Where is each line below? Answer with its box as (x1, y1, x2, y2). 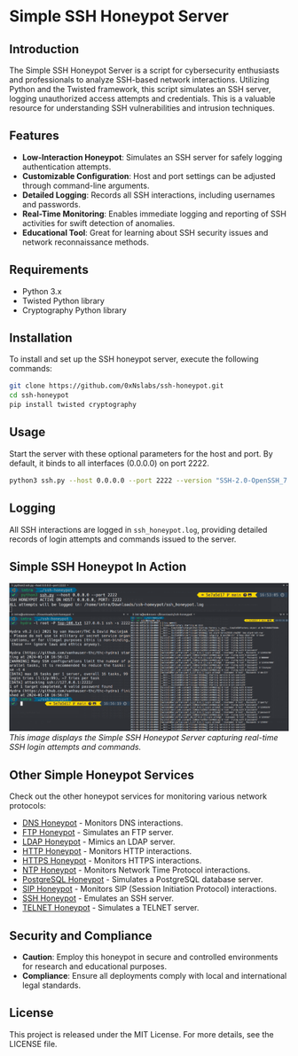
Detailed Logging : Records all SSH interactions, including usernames (21, 189, 276, 200)
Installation (9, 331, 73, 346)
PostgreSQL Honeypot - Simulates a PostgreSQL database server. (21, 874, 263, 885)
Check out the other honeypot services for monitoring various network (9, 791, 268, 802)
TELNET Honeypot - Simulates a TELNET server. (21, 903, 200, 913)
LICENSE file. (9, 1038, 58, 1049)
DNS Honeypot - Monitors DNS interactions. (21, 817, 184, 828)
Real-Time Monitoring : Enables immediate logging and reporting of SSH (21, 208, 286, 219)
